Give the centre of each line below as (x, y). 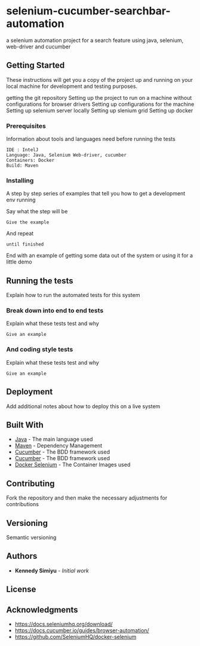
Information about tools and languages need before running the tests (91, 139)
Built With (25, 425)
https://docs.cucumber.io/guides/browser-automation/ (82, 630)
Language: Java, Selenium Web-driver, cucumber (67, 155)
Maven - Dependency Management (59, 446)
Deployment (30, 392)
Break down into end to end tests (55, 311)
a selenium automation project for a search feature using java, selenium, (95, 40)
